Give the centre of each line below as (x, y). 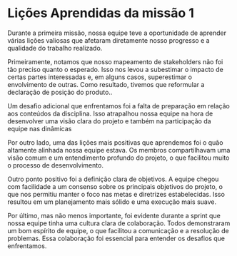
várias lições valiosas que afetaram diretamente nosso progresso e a (109, 40)
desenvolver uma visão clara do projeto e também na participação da (110, 121)
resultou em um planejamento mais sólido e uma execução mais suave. (112, 202)
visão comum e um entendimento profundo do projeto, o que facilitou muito (118, 158)
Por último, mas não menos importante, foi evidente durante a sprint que (114, 215)
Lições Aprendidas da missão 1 (101, 13)
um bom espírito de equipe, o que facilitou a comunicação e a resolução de (118, 230)
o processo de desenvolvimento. (55, 165)
